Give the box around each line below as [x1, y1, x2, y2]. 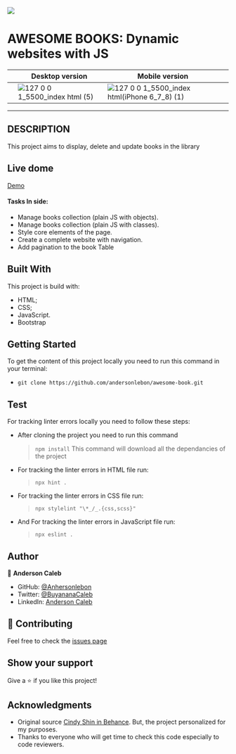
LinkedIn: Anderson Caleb [17, 598, 93, 606]
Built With [7, 263, 51, 275]
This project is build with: [7, 282, 80, 290]
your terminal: [7, 365, 48, 373]
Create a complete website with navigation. [17, 235, 143, 244]
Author [7, 550, 39, 563]
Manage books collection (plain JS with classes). [17, 220, 159, 229]
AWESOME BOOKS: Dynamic [7, 31, 179, 47]
